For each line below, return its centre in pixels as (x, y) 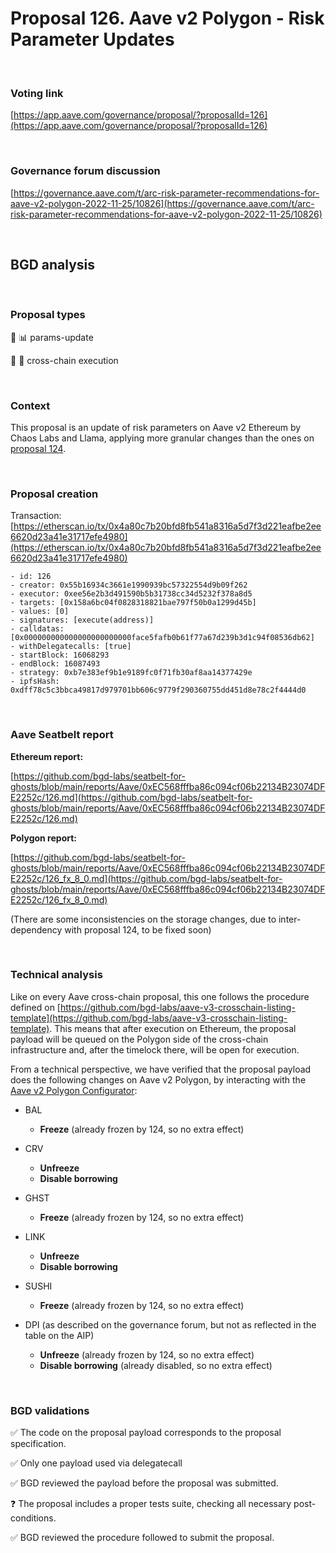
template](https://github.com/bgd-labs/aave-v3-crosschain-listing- (149, 1018)
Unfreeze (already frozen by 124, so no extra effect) (147, 1354)
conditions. (33, 1518)
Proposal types (48, 315)
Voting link (37, 93)
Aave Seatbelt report (62, 735)
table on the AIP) (59, 1335)
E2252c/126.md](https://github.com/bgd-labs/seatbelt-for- (131, 797)
